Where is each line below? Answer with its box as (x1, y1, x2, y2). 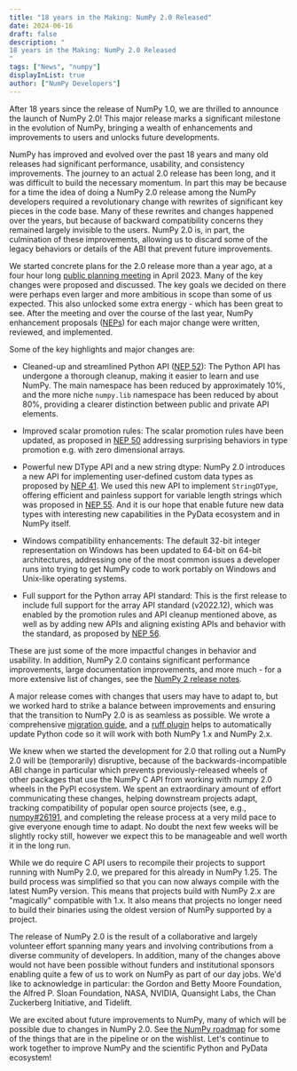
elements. (21, 408, 59, 418)
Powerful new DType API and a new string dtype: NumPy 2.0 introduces (21, 461, 285, 472)
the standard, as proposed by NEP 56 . (21, 628, 161, 639)
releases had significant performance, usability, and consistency (9, 158, 246, 169)
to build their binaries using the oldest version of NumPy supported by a (9, 904, 272, 915)
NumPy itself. (21, 518, 71, 528)
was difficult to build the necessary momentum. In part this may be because (9, 177, 287, 187)
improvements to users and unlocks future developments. (9, 131, 220, 142)
